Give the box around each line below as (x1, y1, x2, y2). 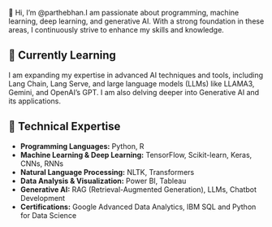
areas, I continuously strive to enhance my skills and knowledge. (8, 25, 225, 34)
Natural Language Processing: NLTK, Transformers (19, 167, 195, 177)
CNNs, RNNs (19, 159, 63, 168)
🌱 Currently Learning (8, 49, 116, 63)
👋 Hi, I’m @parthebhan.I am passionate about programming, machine (8, 8, 240, 17)
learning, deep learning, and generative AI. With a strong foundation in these (8, 16, 265, 26)
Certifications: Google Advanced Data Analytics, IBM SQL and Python (19, 202, 257, 212)
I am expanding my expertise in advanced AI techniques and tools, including (8, 70, 264, 80)
